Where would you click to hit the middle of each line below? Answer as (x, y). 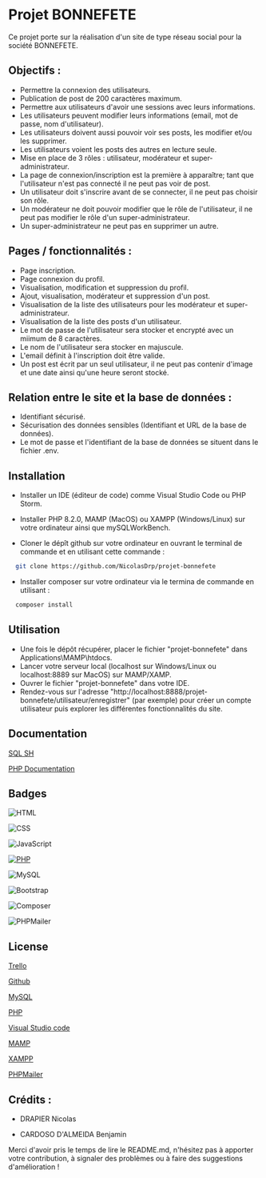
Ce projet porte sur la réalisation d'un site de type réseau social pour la (125, 37)
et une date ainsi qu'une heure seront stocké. (94, 372)
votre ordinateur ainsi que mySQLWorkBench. (95, 528)
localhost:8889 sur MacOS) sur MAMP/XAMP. (95, 675)
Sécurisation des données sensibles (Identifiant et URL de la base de (133, 425)
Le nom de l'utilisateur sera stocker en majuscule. (101, 347)
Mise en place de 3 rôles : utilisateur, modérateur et (105, 158)
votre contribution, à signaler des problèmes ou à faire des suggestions (126, 1158)
